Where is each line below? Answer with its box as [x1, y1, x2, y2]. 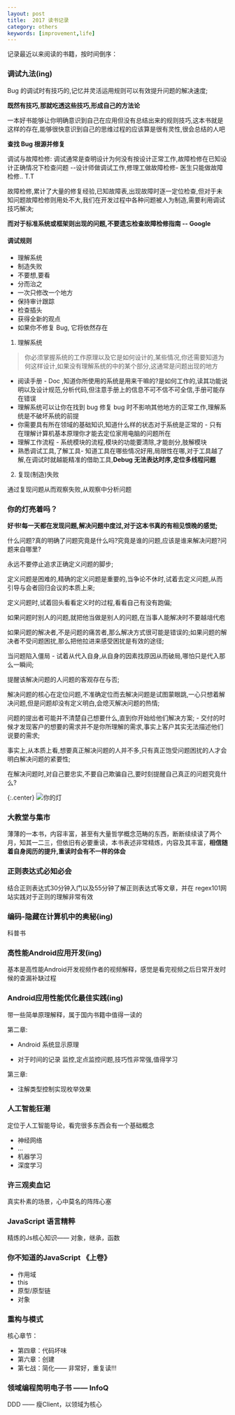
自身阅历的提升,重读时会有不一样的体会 [13, 847, 126, 855]
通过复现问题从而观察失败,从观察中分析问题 [7, 485, 132, 493]
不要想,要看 [17, 271, 50, 279]
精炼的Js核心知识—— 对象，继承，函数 [7, 1234, 120, 1242]
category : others [7, 23, 58, 30]
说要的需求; [7, 732, 41, 740]
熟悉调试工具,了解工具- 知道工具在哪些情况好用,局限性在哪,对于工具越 [17, 446, 218, 455]
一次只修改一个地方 [17, 288, 73, 297]
